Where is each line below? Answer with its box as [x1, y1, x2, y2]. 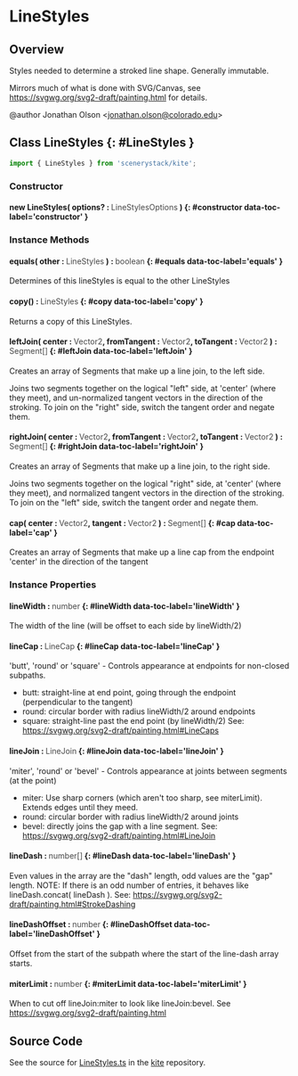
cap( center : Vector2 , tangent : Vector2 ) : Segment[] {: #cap [9, 517, 236, 528]
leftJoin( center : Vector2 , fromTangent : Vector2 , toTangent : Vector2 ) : [9, 336, 278, 347]
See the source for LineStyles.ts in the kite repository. [9, 1057, 206, 1068]
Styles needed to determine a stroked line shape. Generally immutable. [9, 65, 270, 76]
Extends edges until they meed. [21, 801, 139, 812]
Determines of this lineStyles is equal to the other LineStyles [9, 275, 230, 286]
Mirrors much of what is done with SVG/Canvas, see [9, 83, 202, 93]
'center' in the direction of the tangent [9, 556, 149, 567]
